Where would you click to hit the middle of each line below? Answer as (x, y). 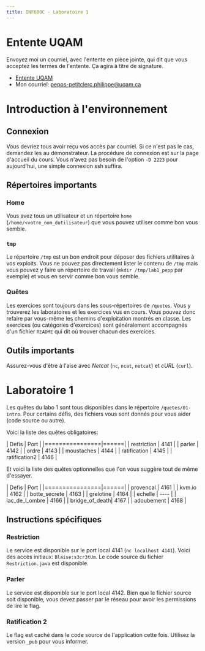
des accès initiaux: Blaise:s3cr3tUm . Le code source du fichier (85, 557)
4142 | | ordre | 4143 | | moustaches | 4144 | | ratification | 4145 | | (89, 451)
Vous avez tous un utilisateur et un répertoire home (69, 216)
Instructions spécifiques (54, 520)
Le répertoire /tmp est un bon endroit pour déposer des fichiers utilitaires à (100, 257)
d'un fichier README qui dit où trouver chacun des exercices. (81, 331)
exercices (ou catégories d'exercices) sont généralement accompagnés (97, 325)
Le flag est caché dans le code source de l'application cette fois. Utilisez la (101, 634)
